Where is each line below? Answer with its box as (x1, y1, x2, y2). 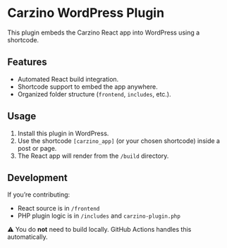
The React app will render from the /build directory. (17, 151, 169, 160)
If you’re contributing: (7, 190, 70, 199)
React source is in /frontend (17, 204, 100, 213)
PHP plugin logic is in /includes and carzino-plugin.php (17, 211, 181, 220)
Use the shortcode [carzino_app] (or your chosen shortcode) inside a (17, 136, 221, 145)
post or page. (17, 144, 57, 152)
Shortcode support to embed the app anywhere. (17, 82, 158, 91)
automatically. (7, 232, 48, 241)
